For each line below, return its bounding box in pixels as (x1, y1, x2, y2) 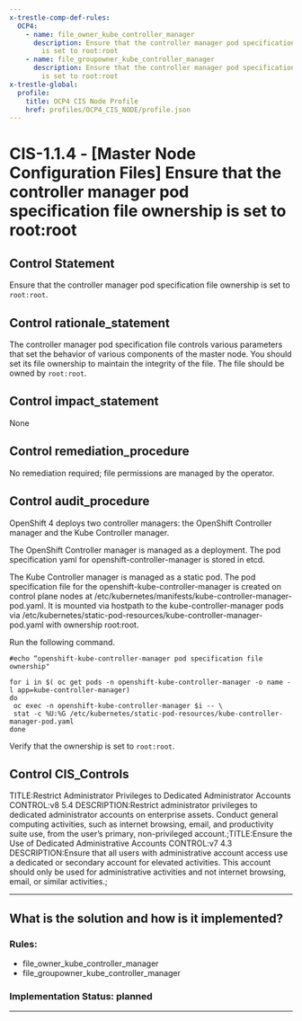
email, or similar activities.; (9, 876, 108, 887)
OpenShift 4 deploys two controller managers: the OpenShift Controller (9, 518, 272, 528)
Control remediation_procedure (9, 444, 191, 459)
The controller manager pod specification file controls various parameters (9, 339, 283, 351)
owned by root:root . (9, 368, 87, 378)
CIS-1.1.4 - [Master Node (9, 144, 196, 164)
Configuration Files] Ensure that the (9, 163, 281, 183)
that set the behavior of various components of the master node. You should (9, 349, 292, 360)
